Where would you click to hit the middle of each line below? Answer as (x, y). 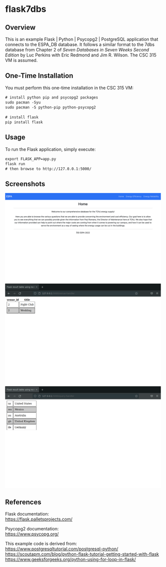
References (23, 502)
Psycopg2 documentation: (32, 529)
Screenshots (25, 184)
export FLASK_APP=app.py (31, 159)
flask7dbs (26, 9)
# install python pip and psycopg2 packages (52, 97)
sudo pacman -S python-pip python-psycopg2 (51, 107)
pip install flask (24, 122)
